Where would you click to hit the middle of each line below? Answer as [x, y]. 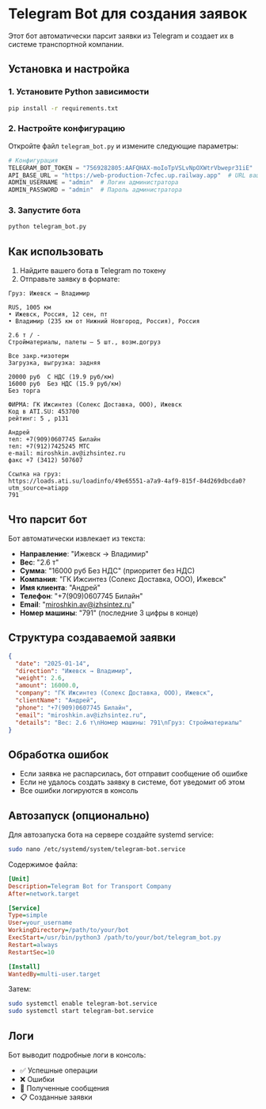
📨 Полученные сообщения [64, 1088]
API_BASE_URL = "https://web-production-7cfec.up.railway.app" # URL [127, 175]
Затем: [20, 989]
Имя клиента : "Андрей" [60, 587]
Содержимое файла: [43, 864]
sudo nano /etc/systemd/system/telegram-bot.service [97, 849]
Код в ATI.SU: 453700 [44, 412]
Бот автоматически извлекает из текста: [77, 538]
